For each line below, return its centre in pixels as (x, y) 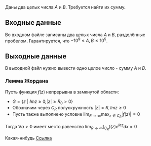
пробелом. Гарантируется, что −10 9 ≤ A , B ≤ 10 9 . (56, 40)
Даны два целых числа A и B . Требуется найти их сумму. (65, 7)
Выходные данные (36, 56)
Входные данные (33, 23)
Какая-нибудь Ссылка (29, 138)
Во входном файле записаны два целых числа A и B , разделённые (75, 35)
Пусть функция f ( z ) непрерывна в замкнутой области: (62, 92)
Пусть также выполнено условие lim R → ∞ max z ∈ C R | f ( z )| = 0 (76, 115)
